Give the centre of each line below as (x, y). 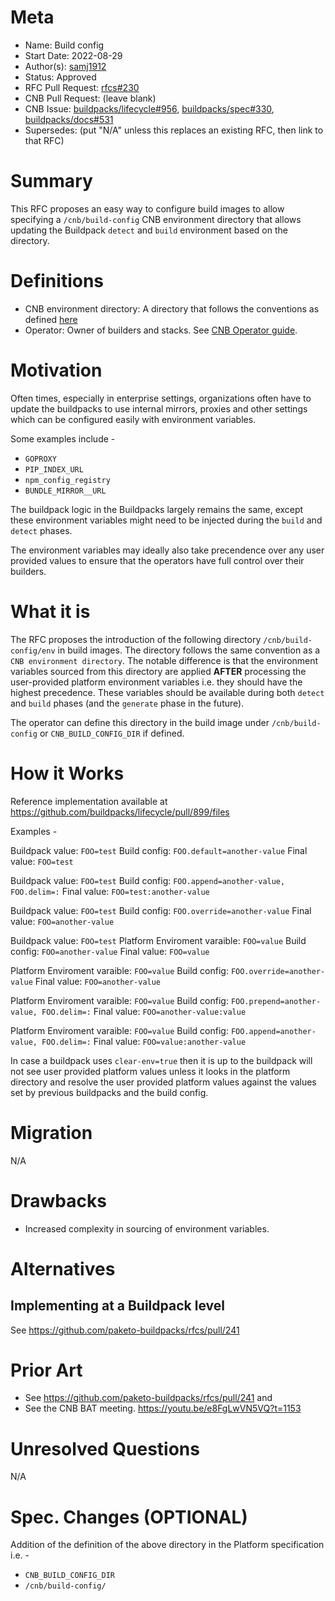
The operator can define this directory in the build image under (140, 722)
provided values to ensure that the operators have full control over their (157, 560)
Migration (51, 1132)
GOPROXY (40, 459)
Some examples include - (63, 438)
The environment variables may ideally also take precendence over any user (167, 550)
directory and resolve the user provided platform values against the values (163, 1082)
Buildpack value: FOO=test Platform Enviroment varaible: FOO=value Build (158, 940)
